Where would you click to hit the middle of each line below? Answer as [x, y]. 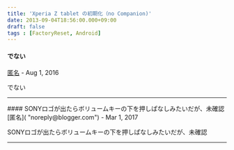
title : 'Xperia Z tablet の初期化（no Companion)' [79, 14]
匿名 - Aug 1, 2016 [33, 73]
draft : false [26, 26]
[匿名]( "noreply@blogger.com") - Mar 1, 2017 [73, 117]
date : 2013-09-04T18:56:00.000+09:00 [62, 20]
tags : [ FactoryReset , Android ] [54, 33]
